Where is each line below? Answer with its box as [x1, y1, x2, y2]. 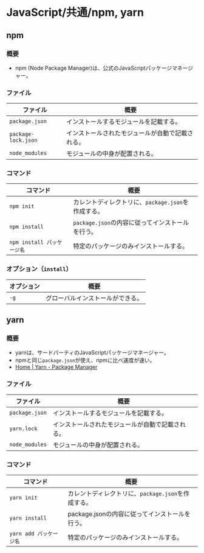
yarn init [9, 494, 38, 501]
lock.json [9, 137, 38, 144]
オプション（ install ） [6, 265, 73, 273]
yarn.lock [9, 425, 38, 432]
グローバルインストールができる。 [46, 294, 143, 302]
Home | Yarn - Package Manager [15, 364, 98, 371]
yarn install [9, 515, 47, 522]
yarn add [9, 531, 35, 537]
